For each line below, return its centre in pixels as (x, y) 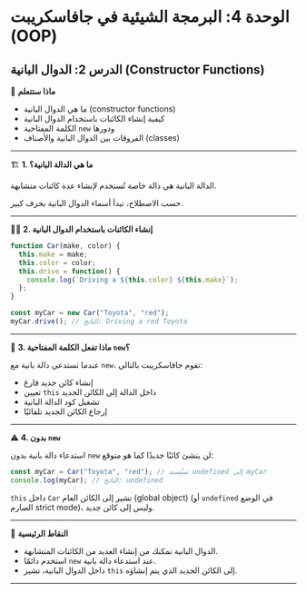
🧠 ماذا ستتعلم (33, 91)
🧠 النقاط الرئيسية (39, 533)
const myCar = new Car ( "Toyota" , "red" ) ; (90, 313)
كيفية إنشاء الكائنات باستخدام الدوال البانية (94, 119)
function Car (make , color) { (65, 246)
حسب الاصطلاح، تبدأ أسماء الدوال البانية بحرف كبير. (97, 203)
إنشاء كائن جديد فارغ (58, 382)
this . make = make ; (54, 254)
